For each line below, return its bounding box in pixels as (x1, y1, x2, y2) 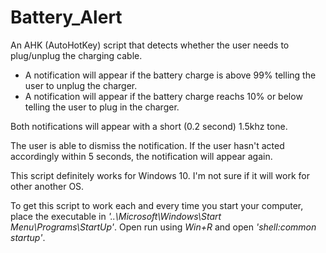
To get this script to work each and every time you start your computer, (10, 199, 304, 211)
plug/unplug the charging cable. (10, 49, 143, 61)
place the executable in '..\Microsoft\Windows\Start (10, 210, 222, 222)
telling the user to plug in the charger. (24, 101, 180, 113)
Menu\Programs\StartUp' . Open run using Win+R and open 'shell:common (10, 221, 317, 233)
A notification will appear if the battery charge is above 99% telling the (24, 69, 317, 81)
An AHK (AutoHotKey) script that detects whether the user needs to (10, 39, 290, 51)
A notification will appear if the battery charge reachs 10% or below (24, 90, 303, 102)
